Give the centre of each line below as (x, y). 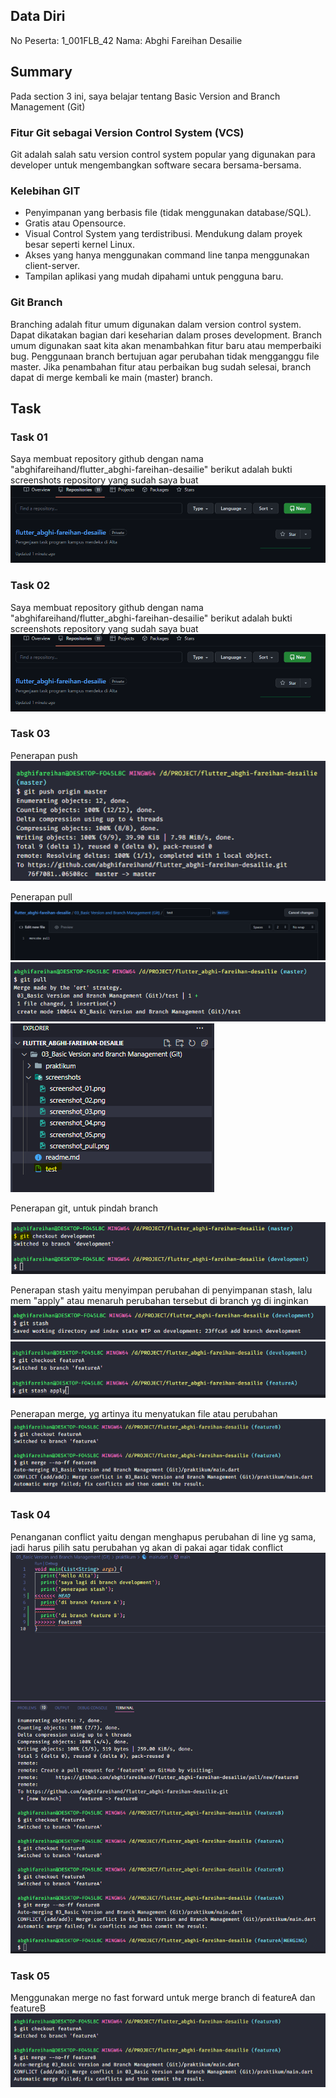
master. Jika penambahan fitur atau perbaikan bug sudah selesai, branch (161, 366)
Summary (41, 72)
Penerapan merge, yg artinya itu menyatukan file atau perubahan (144, 1413)
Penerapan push (44, 755)
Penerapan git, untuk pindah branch (84, 1208)
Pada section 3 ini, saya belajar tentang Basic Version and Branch (145, 96)
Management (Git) (48, 106)
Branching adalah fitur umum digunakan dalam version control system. (156, 324)
